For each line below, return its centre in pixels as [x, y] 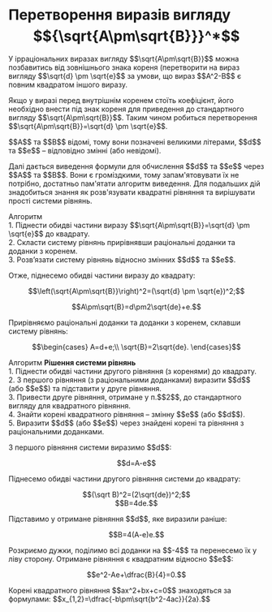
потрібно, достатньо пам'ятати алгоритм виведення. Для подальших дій [134, 183]
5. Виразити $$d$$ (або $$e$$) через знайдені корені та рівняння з [126, 423]
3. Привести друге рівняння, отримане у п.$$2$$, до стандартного [125, 397]
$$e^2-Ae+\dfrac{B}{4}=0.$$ [136, 575]
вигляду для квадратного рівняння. [70, 405]
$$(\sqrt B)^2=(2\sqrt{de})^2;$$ [136, 494]
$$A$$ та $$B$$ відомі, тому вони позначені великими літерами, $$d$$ [135, 142]
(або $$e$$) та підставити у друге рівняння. [85, 388]
